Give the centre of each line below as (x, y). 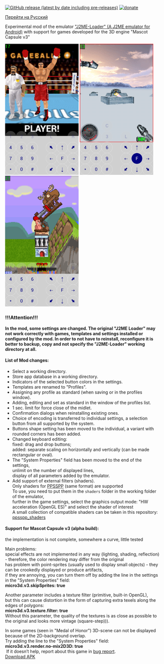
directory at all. (21, 349)
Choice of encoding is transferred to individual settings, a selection (80, 418)
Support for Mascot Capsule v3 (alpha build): (52, 529)
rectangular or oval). (33, 454)
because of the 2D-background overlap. (46, 636)
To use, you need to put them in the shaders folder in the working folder (84, 491)
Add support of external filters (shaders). (54, 480)
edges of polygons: (25, 606)
